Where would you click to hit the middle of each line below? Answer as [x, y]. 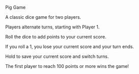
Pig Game [15, 7]
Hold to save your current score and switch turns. [57, 56]
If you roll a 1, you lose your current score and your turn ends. [70, 47]
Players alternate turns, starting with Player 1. [53, 27]
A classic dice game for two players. [43, 17]
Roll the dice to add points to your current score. [56, 37]
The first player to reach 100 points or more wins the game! [67, 66]
